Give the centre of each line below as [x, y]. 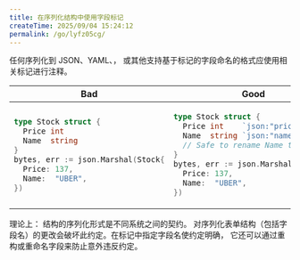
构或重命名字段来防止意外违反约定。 [76, 247]
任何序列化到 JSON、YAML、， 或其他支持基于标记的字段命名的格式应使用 [144, 61]
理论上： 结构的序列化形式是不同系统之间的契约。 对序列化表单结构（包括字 [148, 224]
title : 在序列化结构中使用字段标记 [67, 17]
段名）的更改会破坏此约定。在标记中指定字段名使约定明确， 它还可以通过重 [147, 235]
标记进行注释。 [44, 71]
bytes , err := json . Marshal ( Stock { [89, 159]
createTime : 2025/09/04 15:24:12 [71, 26]
